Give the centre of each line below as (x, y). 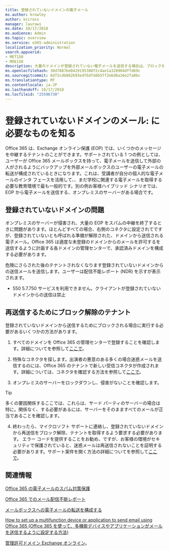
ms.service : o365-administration (40, 43)
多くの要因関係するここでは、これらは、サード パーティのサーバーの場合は (83, 403)
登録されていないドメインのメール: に (82, 121)
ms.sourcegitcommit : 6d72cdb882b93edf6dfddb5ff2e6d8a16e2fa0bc (73, 76)
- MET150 (14, 57)
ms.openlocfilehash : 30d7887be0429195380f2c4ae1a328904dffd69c (73, 71)
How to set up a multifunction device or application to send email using (79, 520)
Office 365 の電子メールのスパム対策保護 (48, 488)
